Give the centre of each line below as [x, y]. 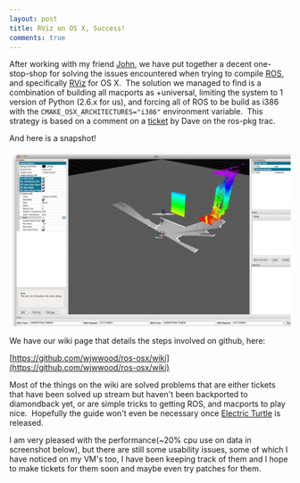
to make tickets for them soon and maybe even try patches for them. [135, 469]
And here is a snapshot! [53, 138]
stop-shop [28, 74]
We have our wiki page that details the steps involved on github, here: [137, 341]
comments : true [37, 37]
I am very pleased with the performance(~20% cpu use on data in [130, 440]
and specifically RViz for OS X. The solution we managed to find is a [135, 83]
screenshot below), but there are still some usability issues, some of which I [149, 450]
